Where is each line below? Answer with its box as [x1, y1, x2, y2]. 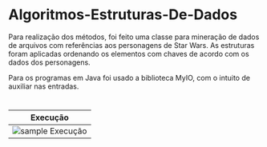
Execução [30, 112, 70, 123]
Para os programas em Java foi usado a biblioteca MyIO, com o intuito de [8, 73, 251, 82]
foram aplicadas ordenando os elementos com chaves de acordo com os [8, 49, 250, 58]
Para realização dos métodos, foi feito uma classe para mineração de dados [8, 32, 260, 42]
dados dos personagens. [8, 58, 91, 67]
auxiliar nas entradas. [8, 81, 79, 91]
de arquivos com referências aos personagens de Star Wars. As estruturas [8, 40, 255, 50]
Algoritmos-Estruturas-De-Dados [8, 6, 238, 24]
